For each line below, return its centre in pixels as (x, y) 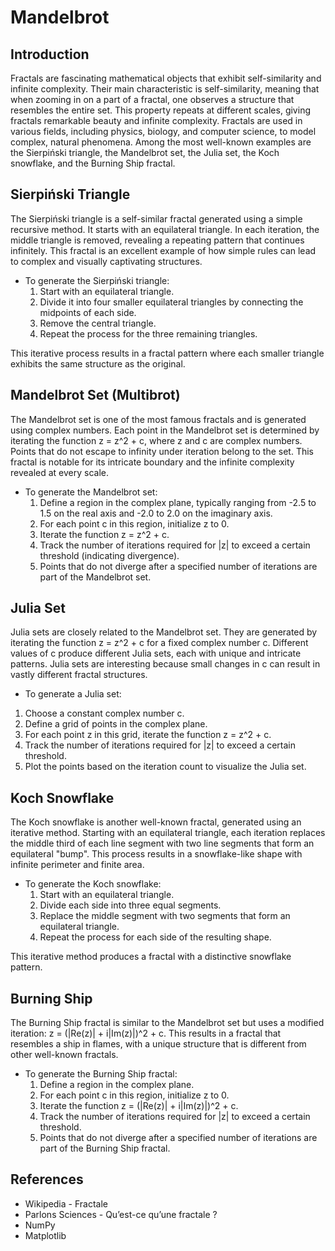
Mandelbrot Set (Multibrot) (95, 395)
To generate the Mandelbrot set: (91, 492)
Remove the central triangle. (98, 323)
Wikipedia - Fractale (66, 1203)
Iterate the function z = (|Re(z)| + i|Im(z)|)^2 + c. (139, 1106)
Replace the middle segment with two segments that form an (165, 916)
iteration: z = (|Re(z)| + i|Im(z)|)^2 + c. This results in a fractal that (146, 1033)
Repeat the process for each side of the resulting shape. (155, 937)
